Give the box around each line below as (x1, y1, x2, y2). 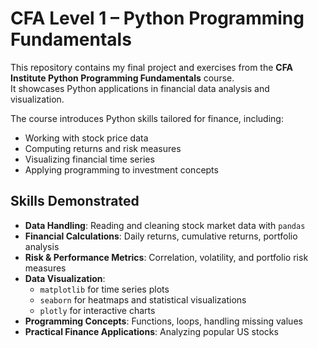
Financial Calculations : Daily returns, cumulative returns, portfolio (24, 230, 298, 242)
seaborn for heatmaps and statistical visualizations (39, 293, 247, 306)
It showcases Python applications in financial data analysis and (10, 82, 270, 94)
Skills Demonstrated (10, 193, 140, 210)
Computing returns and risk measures (24, 142, 182, 154)
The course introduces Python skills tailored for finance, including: (10, 112, 284, 124)
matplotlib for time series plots (39, 283, 170, 295)
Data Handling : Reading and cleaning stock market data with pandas (24, 219, 306, 231)
